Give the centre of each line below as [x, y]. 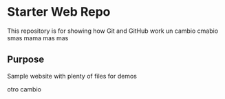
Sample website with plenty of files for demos [72, 76]
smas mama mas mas [38, 38]
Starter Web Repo [59, 12]
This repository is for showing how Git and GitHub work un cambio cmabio [113, 31]
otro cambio [24, 89]
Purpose [26, 60]
